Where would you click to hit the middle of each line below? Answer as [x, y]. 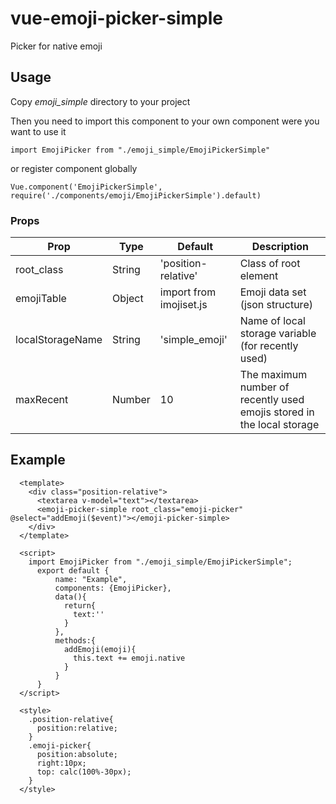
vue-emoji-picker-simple [116, 18]
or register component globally [74, 168]
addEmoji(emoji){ [100, 649]
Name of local [272, 321]
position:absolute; [77, 754]
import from [188, 292]
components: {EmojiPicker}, [113, 588]
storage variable [278, 334]
